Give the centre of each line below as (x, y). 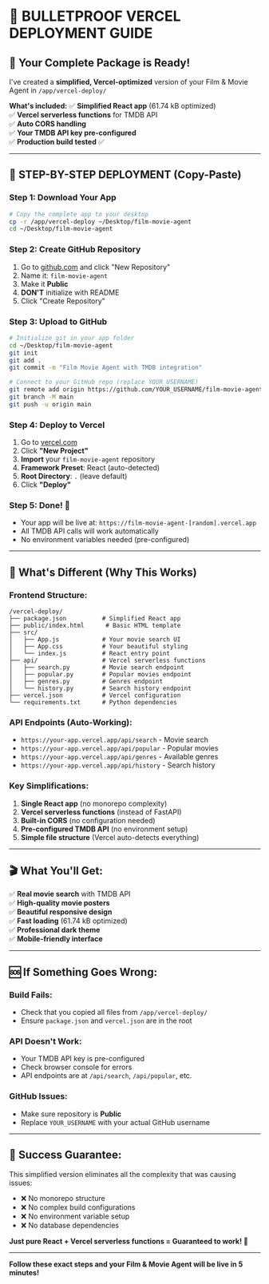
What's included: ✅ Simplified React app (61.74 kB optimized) (113, 106)
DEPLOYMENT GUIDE (81, 33)
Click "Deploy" (45, 485)
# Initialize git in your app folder (72, 338)
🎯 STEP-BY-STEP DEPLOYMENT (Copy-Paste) (125, 175)
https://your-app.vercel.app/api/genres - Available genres (119, 757)
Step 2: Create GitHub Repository (75, 249)
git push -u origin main (50, 404)
